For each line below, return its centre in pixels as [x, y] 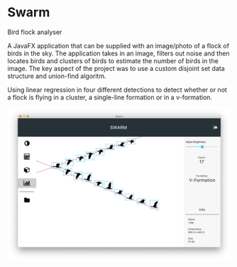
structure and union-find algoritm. [57, 76]
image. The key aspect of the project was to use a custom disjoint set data [116, 68]
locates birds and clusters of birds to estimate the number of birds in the [113, 60]
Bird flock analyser [35, 32]
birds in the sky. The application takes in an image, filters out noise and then [118, 53]
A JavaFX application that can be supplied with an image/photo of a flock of [118, 45]
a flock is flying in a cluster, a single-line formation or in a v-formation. [110, 97]
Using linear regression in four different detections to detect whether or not [117, 89]
